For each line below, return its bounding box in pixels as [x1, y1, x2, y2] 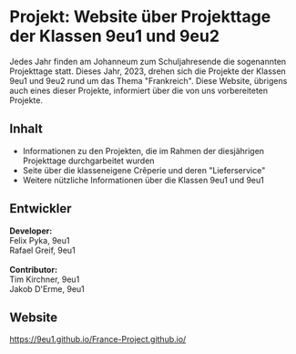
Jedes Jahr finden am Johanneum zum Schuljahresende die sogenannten [9, 56, 287, 67]
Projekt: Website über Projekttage [9, 6, 271, 27]
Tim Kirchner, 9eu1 [9, 274, 80, 285]
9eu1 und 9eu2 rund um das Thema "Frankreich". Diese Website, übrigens [9, 75, 288, 86]
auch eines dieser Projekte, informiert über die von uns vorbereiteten [9, 85, 269, 96]
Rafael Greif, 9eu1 [9, 245, 76, 255]
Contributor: [9, 264, 57, 275]
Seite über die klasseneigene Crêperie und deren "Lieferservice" [22, 164, 266, 175]
